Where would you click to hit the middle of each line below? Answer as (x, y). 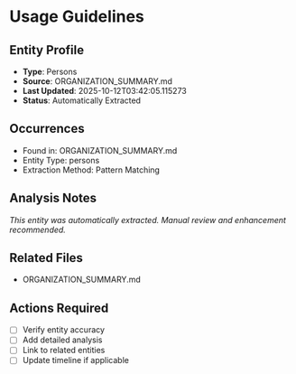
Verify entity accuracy (64, 330)
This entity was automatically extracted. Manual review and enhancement (148, 220)
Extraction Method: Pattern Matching (91, 170)
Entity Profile (46, 50)
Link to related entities (64, 351)
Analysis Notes (53, 198)
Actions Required (59, 308)
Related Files (46, 258)
